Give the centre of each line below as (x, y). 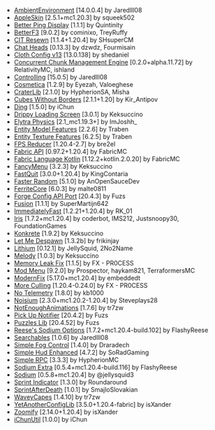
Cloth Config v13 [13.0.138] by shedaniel (71, 55)
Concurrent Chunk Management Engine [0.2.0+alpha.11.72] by (103, 62)
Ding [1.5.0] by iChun (44, 107)
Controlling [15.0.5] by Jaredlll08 (61, 77)
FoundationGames (40, 226)
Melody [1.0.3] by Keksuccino (56, 256)
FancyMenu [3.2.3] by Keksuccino (63, 166)
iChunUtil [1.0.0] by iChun (51, 419)
